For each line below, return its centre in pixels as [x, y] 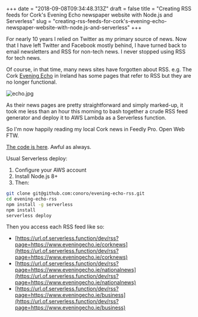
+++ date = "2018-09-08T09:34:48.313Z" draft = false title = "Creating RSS [99, 9]
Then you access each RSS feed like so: [55, 227]
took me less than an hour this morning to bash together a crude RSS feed [97, 111]
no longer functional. [32, 82]
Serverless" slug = [29, 21]
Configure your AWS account [51, 170]
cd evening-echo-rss [32, 199]
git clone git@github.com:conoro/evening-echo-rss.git [76, 194]
